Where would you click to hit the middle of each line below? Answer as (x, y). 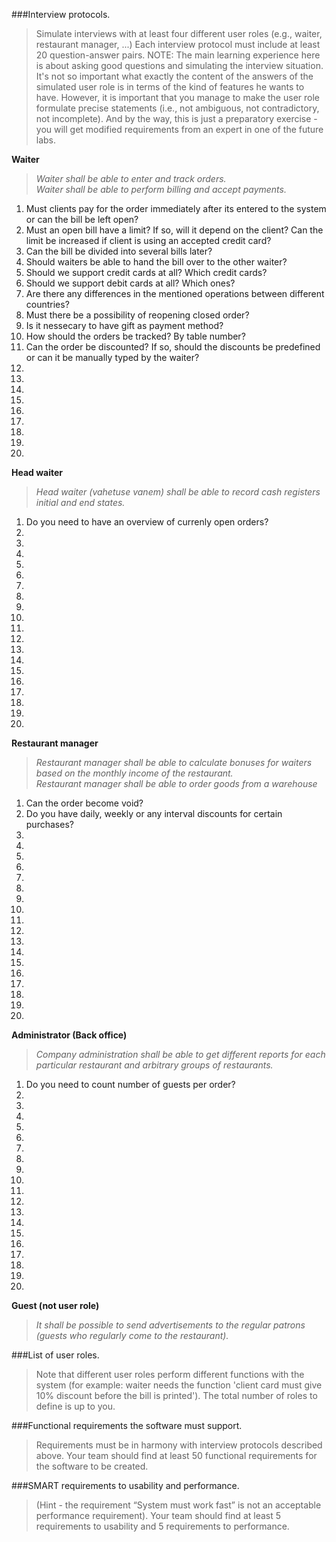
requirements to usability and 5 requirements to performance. (162, 1526)
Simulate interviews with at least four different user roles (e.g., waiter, (179, 33)
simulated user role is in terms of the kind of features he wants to (170, 87)
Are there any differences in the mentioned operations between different (175, 293)
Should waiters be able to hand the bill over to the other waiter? (156, 262)
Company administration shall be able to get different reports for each (180, 1054)
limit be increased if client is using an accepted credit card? (148, 240)
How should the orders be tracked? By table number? (135, 336)
